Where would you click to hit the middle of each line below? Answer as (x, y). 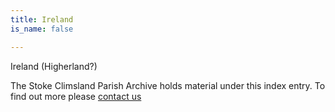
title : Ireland (42, 19)
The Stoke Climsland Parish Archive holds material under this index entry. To (168, 85)
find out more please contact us (76, 96)
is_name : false (42, 29)
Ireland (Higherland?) (54, 66)
